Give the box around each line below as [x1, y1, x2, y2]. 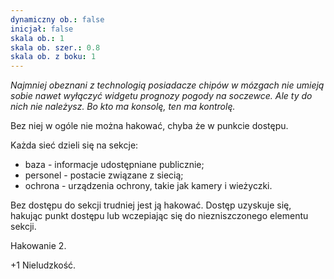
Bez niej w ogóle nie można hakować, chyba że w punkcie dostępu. [10, 120, 289, 132]
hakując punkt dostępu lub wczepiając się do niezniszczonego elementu [10, 210, 309, 222]
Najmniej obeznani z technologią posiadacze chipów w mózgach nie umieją [10, 79, 325, 91]
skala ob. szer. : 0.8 [10, 42, 101, 53]
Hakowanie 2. [10, 240, 67, 252]
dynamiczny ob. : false [10, 14, 105, 25]
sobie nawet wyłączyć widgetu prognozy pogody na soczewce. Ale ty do [10, 90, 313, 102]
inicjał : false [10, 24, 74, 34]
